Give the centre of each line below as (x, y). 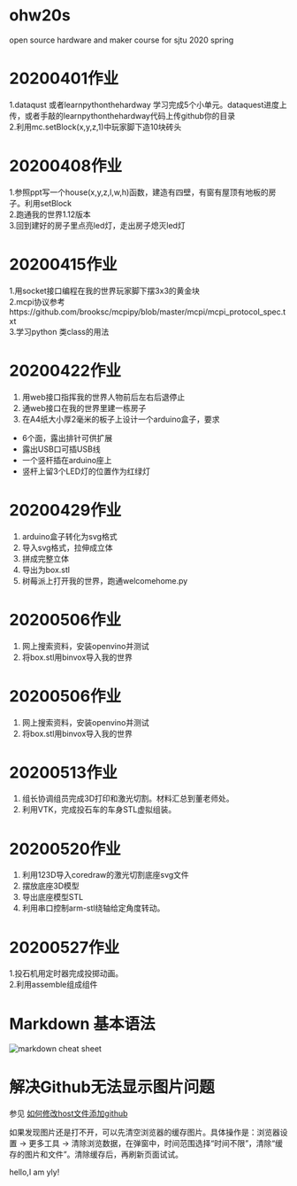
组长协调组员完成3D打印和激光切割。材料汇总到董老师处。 (128, 799)
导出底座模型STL (53, 897)
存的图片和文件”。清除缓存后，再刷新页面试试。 (96, 1155)
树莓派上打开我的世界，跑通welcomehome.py (105, 580)
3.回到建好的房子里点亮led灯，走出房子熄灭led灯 (97, 225)
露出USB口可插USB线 (61, 449)
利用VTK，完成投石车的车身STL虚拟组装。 (99, 810)
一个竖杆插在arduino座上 (67, 460)
